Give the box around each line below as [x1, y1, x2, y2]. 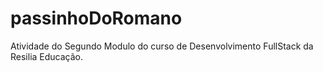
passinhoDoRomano [10, 7, 183, 30]
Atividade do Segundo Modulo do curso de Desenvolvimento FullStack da [10, 40, 314, 52]
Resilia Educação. [10, 50, 84, 62]
